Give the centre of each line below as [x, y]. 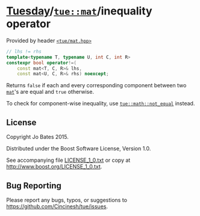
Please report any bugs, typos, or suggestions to [67, 200]
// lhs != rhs [24, 51]
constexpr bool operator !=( [42, 63]
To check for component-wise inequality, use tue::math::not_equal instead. [101, 103]
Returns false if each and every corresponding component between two [96, 85]
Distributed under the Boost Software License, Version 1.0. [79, 149]
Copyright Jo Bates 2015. [38, 137]
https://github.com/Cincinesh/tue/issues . [57, 206]
